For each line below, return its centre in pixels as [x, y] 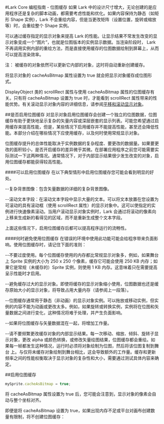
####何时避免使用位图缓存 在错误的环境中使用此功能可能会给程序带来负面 [80, 238]
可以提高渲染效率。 [24, 54]
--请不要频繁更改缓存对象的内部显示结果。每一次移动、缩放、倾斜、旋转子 [80, 333]
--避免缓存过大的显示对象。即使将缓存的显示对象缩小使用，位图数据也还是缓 [82, 284]
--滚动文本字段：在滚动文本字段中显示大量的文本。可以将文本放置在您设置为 [82, 199]
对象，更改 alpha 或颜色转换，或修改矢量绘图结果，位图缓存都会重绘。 [80, 340]
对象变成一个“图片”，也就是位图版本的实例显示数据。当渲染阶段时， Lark [82, 42]
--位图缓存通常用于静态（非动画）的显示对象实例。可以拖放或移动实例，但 [80, 300]
